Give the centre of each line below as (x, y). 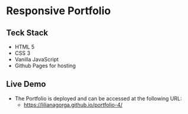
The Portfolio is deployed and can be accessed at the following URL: (98, 98)
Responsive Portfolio (58, 11)
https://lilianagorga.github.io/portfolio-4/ (73, 105)
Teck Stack (27, 33)
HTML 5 (25, 47)
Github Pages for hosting (45, 66)
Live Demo (26, 84)
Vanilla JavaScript (37, 59)
